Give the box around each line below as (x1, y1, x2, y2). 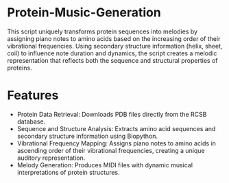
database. (16, 117, 46, 126)
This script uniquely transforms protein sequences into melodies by (7, 27, 197, 36)
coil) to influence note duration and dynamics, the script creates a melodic (7, 49, 217, 57)
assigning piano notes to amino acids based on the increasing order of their (7, 34, 221, 42)
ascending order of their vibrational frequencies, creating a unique (16, 146, 205, 154)
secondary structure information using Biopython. (16, 132, 158, 140)
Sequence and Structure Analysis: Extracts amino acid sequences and (16, 124, 216, 132)
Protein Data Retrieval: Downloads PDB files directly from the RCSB (16, 110, 207, 118)
